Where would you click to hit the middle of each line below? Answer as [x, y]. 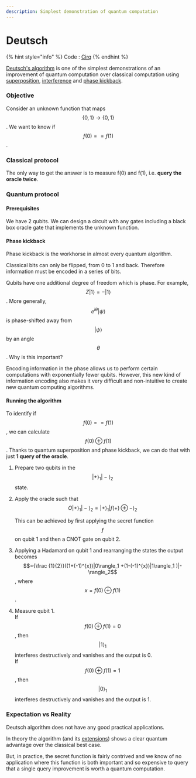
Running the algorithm [34, 400]
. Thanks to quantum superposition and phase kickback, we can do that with [98, 450]
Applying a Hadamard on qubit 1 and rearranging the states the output [99, 550]
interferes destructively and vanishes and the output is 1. [83, 699]
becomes [26, 557]
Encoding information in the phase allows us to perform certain [82, 368]
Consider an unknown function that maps [56, 108]
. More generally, [26, 301]
